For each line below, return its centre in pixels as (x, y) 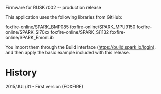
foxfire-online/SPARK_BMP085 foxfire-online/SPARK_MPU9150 (70, 27)
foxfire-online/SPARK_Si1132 (80, 32)
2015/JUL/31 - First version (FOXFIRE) (44, 86)
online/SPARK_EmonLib (29, 37)
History (21, 73)
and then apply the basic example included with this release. (68, 53)
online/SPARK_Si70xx (27, 32)
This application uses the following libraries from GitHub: (64, 17)
